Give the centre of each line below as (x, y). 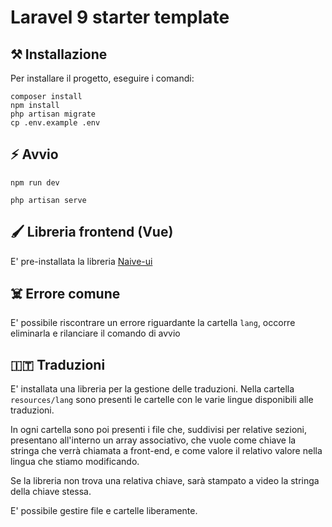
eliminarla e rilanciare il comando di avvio (95, 333)
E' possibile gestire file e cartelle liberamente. (104, 511)
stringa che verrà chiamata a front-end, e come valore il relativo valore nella (166, 451)
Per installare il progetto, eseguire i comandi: (102, 78)
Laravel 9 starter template (120, 17)
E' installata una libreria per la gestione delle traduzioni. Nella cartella (152, 389)
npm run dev (35, 182)
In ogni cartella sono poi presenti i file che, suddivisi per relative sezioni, (159, 430)
